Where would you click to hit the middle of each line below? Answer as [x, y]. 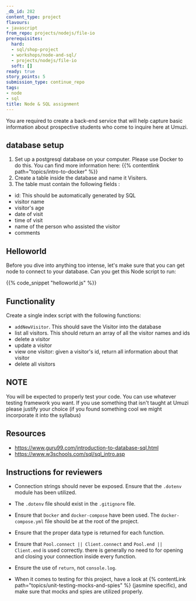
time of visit [29, 221]
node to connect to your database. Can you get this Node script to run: [91, 272]
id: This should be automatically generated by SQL [75, 195]
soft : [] [22, 66]
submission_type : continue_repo [45, 83]
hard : [18, 44]
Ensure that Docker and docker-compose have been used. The [87, 515]
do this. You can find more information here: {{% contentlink [87, 166]
